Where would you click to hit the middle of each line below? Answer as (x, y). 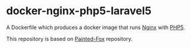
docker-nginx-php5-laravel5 (79, 11)
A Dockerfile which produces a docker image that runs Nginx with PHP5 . (96, 27)
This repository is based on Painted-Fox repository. (69, 39)
